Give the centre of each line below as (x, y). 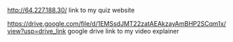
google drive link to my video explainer (123, 31)
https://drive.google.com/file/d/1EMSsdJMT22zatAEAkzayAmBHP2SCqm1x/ (116, 23)
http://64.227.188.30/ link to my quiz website (71, 10)
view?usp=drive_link (37, 31)
